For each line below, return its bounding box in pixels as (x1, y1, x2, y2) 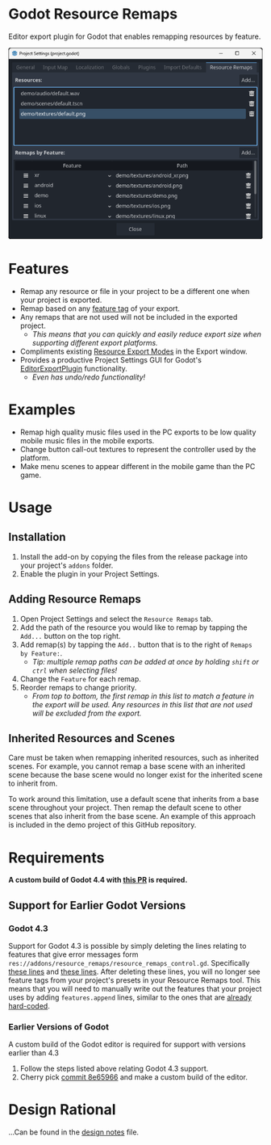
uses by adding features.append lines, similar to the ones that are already (8, 992, 252, 1002)
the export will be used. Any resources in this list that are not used (31, 699, 252, 709)
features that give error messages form (8, 950, 139, 959)
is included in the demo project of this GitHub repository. (8, 820, 197, 830)
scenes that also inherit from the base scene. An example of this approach (8, 812, 256, 821)
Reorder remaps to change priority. (19, 682, 137, 692)
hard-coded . (8, 1000, 50, 1010)
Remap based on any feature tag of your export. (19, 304, 180, 313)
